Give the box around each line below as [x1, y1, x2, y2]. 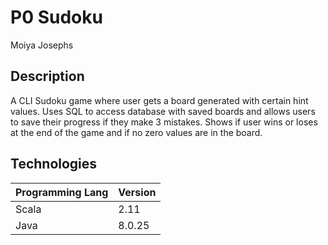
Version [118, 185, 157, 199]
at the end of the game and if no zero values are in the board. [10, 126, 263, 138]
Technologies [10, 156, 98, 173]
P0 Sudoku [10, 6, 103, 29]
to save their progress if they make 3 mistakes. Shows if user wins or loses [10, 116, 318, 128]
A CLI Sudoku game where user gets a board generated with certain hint [10, 94, 309, 106]
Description [10, 68, 85, 85]
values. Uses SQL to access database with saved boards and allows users [10, 105, 316, 117]
